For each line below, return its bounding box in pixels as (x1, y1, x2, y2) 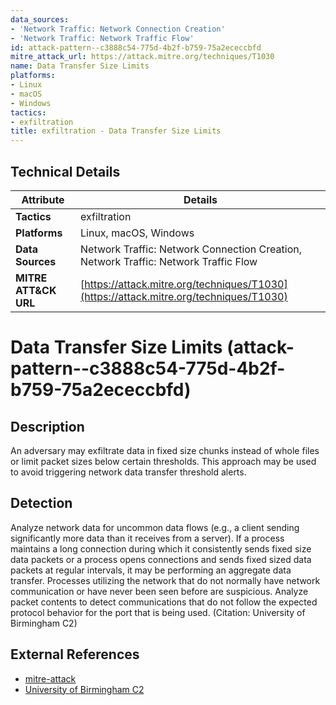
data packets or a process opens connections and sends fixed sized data (10, 553, 312, 565)
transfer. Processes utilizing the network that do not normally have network (10, 574, 321, 586)
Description (10, 418, 85, 435)
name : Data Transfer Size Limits (10, 61, 150, 71)
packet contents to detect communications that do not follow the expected (10, 596, 318, 608)
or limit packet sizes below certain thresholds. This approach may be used (10, 455, 317, 467)
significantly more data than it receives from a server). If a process (10, 532, 285, 544)
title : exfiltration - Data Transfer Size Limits (10, 126, 222, 136)
